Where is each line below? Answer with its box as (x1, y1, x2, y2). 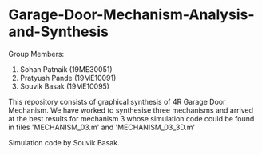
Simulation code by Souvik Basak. (8, 137, 120, 147)
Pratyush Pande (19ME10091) (19, 73, 117, 82)
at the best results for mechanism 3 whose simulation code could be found (8, 113, 255, 123)
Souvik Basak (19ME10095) (19, 81, 110, 91)
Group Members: (8, 49, 65, 58)
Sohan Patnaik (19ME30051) (19, 64, 113, 74)
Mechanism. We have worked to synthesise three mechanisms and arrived (8, 105, 254, 115)
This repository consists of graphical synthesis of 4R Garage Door (8, 97, 226, 106)
